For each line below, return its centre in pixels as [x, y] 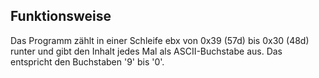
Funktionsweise [61, 16]
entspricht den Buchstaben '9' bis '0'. [87, 61]
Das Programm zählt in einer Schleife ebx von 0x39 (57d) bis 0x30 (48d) [160, 40]
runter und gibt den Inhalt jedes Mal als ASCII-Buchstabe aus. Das [146, 51]
